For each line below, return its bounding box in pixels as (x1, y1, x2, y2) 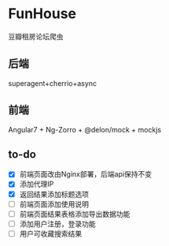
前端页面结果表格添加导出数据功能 (19, 209, 130, 218)
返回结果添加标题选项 (19, 189, 89, 199)
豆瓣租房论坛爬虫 (8, 32, 64, 41)
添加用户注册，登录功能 (19, 218, 96, 229)
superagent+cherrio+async (8, 78, 97, 88)
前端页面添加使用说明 (19, 199, 89, 209)
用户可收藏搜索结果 (19, 229, 83, 238)
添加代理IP (19, 179, 54, 189)
